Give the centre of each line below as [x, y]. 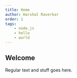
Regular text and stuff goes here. [39, 70]
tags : [11, 24]
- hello [22, 33]
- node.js [24, 28]
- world [22, 38]
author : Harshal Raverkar [32, 14]
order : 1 [14, 19]
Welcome [20, 58]
